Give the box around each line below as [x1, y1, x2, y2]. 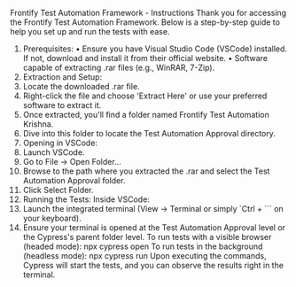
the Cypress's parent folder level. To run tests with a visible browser [22, 232, 272, 242]
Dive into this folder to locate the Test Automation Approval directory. [22, 128, 276, 138]
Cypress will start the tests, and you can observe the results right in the [22, 260, 284, 270]
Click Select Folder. [22, 185, 94, 195]
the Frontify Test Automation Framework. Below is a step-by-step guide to [10, 17, 280, 27]
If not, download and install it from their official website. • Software [22, 53, 269, 63]
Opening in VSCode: [22, 137, 98, 148]
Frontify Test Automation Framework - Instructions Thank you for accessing [10, 8, 287, 18]
